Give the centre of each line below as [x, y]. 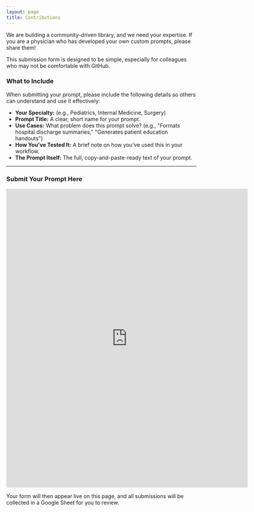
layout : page [23, 12]
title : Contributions [33, 18]
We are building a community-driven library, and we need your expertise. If [100, 34]
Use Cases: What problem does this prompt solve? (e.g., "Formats [97, 125]
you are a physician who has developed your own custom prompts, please [99, 41]
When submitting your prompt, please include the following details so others [101, 94]
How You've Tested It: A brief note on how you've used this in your [99, 144]
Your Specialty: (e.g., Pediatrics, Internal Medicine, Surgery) [90, 112]
